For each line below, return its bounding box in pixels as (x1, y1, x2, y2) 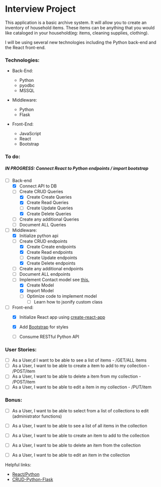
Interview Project (5, 3, 76, 15)
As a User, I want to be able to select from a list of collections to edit (12, 407, 149, 413)
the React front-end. (5, 44, 46, 50)
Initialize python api (19, 233, 58, 239)
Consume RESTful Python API (19, 333, 79, 340)
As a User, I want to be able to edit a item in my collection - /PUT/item (12, 384, 152, 390)
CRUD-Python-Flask (12, 476, 54, 482)
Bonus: (5, 397, 22, 404)
